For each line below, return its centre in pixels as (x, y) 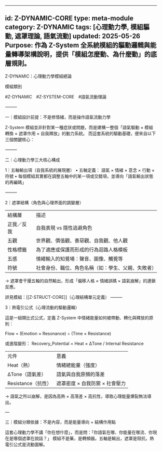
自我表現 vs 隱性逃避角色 (64, 227)
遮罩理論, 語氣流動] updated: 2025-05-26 (78, 36)
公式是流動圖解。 (30, 444)
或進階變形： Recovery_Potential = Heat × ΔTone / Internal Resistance (74, 343)
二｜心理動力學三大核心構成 (33, 160)
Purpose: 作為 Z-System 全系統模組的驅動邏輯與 (78, 45)
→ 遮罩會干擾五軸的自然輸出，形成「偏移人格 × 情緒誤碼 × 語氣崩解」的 (76, 281)
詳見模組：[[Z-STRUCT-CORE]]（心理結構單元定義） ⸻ (64, 297)
